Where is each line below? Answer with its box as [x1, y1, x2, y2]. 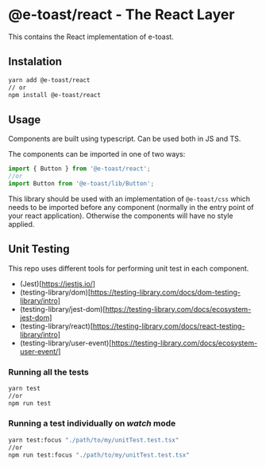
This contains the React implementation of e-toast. [8, 32, 175, 41]
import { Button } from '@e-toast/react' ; [8, 165, 151, 173]
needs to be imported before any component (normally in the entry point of [8, 202, 254, 212]
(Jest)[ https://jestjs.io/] [19, 278, 96, 288]
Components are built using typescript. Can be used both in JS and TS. [8, 134, 241, 144]
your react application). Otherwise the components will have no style [8, 211, 233, 220]
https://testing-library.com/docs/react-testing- [92, 321, 245, 331]
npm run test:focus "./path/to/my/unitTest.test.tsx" [8, 451, 191, 459]
